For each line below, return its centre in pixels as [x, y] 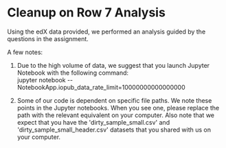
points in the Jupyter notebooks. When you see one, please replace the [118, 108]
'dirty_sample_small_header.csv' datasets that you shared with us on [114, 129]
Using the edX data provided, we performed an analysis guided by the [106, 32]
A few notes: [25, 52]
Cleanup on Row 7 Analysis [87, 13]
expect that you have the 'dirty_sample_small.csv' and [93, 122]
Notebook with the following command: [73, 73]
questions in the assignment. [48, 38]
